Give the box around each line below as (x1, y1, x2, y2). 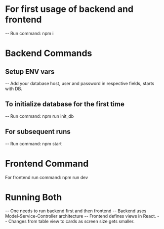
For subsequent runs (5, 128, 71, 136)
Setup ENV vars (5, 67, 55, 76)
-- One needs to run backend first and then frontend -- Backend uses (5, 208, 147, 214)
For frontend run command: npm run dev (5, 174, 88, 180)
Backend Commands (5, 48, 92, 59)
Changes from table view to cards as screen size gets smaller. (8, 219, 135, 225)
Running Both (5, 191, 62, 203)
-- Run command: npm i (5, 30, 54, 36)
